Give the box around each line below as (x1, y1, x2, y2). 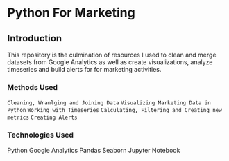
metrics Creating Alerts (7, 114, 78, 122)
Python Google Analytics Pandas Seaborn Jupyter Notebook (7, 146, 180, 154)
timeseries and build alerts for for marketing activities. (7, 66, 162, 73)
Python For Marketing (7, 5, 135, 21)
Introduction (7, 32, 62, 44)
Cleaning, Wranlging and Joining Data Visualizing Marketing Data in (7, 100, 212, 106)
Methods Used (7, 82, 58, 92)
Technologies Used (7, 130, 74, 140)
